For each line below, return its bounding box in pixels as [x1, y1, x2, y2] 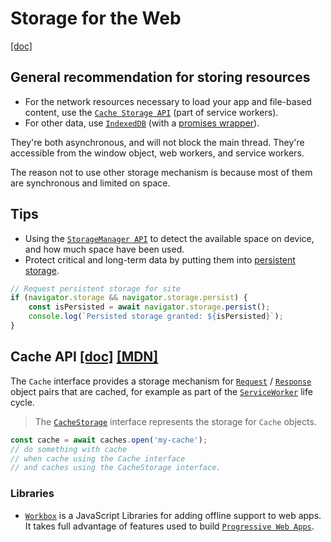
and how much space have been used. [24, 243, 185, 255]
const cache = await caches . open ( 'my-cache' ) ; [10, 435, 208, 445]
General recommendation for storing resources [10, 69, 311, 86]
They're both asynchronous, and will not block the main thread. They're [10, 136, 305, 148]
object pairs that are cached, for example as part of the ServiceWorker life [10, 385, 313, 397]
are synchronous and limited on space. [10, 177, 171, 189]
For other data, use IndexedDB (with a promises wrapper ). [24, 117, 260, 129]
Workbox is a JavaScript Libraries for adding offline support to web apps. [24, 509, 322, 521]
